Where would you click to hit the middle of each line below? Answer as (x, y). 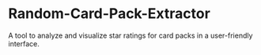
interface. (24, 43)
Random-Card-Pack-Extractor (110, 14)
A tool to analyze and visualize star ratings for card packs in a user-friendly (130, 35)
